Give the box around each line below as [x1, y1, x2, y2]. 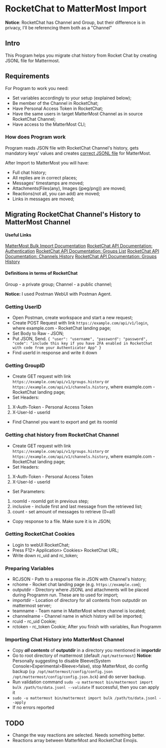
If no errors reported [12, 704, 55, 711]
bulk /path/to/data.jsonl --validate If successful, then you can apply [12, 684, 160, 690]
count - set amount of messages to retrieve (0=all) [12, 508, 115, 514]
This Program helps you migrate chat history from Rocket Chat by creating [5, 52, 157, 58]
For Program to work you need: [5, 85, 69, 91]
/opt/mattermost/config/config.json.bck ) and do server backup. [12, 674, 146, 680]
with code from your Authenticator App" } [12, 345, 102, 350]
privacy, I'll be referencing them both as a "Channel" [5, 24, 112, 30]
